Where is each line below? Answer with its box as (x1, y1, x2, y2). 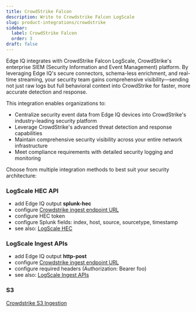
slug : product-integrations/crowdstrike (6, 19, 106, 25)
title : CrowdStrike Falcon (6, 8, 72, 15)
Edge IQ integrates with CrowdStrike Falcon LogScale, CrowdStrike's (6, 57, 172, 64)
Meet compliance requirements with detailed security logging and (14, 148, 174, 155)
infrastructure (14, 142, 48, 149)
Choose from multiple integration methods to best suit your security (6, 166, 170, 173)
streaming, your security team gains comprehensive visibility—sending (18, 76, 189, 83)
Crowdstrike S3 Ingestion (6, 299, 67, 306)
